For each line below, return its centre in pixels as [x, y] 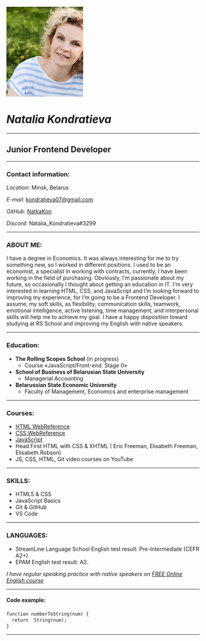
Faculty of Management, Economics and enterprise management [106, 391]
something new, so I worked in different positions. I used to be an [89, 265]
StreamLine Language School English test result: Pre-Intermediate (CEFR [107, 549]
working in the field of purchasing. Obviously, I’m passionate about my [95, 278]
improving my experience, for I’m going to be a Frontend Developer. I [93, 297]
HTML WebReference [43, 426]
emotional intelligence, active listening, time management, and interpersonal [103, 310]
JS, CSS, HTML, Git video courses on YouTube [74, 459]
